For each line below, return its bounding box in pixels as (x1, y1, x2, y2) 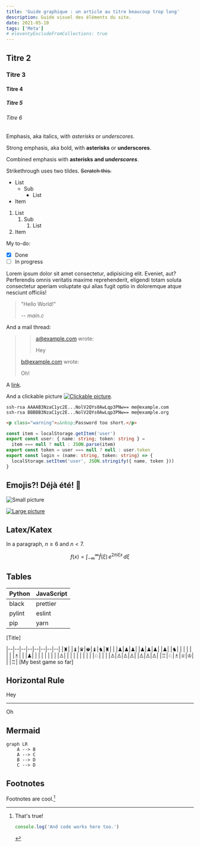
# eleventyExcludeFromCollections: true (6, 31, 108, 37)
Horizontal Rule (6, 676, 65, 686)
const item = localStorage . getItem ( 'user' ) (6, 430, 116, 436)
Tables (6, 572, 32, 582)
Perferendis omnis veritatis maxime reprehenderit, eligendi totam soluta (6, 276, 182, 283)
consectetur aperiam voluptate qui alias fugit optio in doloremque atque (6, 282, 182, 289)
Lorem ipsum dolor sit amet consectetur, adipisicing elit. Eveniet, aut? (6, 270, 177, 277)
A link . (6, 381, 22, 388)
